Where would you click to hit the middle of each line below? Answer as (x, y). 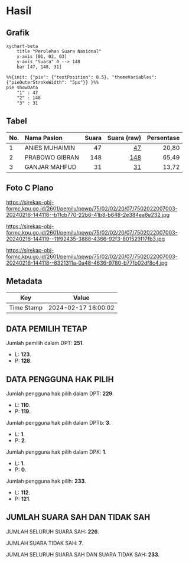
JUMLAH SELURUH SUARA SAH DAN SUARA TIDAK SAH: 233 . (83, 554)
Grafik (18, 33)
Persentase (163, 138)
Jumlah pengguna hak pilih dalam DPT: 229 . (60, 393)
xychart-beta (22, 46)
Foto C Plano (30, 188)
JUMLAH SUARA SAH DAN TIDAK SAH (78, 517)
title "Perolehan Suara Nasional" (59, 51)
